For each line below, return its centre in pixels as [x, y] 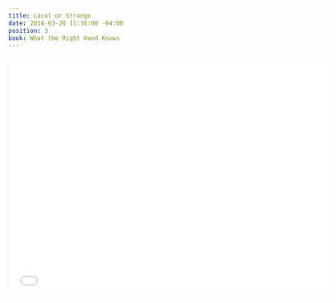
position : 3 [28, 30]
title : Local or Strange [50, 16]
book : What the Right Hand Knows [64, 38]
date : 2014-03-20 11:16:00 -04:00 [66, 23]
